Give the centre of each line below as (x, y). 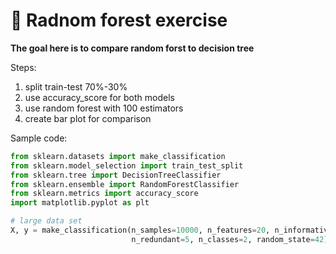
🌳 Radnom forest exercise (119, 20)
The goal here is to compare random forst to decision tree (132, 48)
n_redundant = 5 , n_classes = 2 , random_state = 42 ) (230, 239)
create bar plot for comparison (88, 118)
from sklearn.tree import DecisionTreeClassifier (116, 175)
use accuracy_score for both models (99, 97)
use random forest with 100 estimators (104, 108)
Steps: (23, 67)
